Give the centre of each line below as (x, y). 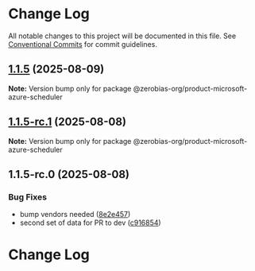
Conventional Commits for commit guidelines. (83, 44)
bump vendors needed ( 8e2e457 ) (75, 215)
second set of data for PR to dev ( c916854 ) (90, 223)
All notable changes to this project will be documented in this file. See (122, 36)
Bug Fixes (28, 197)
